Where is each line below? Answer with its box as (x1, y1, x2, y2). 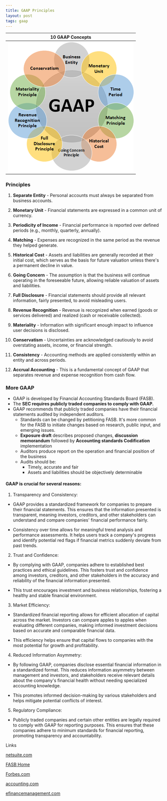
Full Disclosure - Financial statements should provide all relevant (12, 292, 146, 298)
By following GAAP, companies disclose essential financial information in (12, 662, 162, 667)
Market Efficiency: (12, 602, 50, 608)
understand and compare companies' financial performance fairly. (12, 517, 148, 523)
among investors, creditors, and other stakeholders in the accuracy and (12, 572, 159, 578)
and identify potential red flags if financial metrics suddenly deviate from (12, 537, 162, 543)
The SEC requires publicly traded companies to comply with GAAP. (12, 401, 154, 407)
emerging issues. (20, 427, 56, 433)
